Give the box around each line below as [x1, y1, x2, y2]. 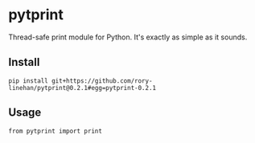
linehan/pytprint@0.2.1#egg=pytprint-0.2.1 [8, 84, 157, 92]
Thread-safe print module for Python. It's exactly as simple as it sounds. [8, 32, 248, 42]
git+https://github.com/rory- [51, 76, 153, 85]
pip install [8, 76, 48, 85]
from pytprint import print [8, 127, 103, 135]
